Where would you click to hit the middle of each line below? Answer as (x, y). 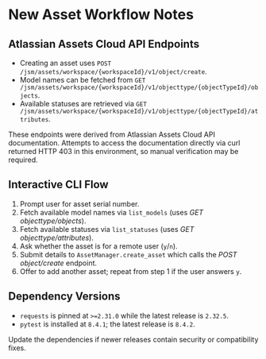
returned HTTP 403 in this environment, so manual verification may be (123, 151)
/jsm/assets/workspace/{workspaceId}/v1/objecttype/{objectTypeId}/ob (139, 87)
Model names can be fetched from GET (83, 80)
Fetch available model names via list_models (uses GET (112, 212)
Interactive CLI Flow (58, 185)
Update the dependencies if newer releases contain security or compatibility (133, 339)
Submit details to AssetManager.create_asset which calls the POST (128, 254)
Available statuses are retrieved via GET (83, 104)
